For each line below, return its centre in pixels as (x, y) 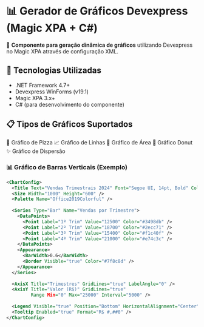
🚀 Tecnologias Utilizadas (54, 71)
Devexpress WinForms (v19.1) (52, 92)
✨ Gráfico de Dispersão (36, 151)
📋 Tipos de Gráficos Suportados (70, 124)
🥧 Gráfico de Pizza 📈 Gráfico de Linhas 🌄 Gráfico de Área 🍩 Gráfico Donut (100, 142)
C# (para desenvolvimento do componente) (70, 104)
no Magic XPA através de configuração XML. (62, 51)
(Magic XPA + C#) (52, 28)
